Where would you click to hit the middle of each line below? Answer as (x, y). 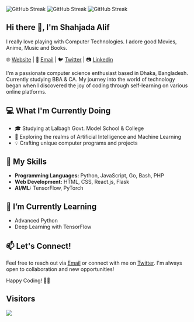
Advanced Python (36, 221)
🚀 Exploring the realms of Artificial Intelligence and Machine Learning (98, 136)
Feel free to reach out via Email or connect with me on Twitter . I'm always (94, 263)
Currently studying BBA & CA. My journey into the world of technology (91, 79)
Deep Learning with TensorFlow (53, 227)
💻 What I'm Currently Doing (58, 111)
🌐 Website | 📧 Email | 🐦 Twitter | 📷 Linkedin (60, 59)
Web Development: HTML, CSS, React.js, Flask (72, 182)
